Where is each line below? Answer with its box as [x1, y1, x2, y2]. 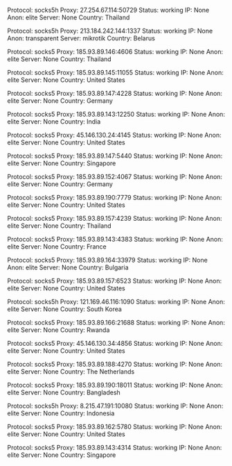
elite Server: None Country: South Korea [7, 305, 123, 313]
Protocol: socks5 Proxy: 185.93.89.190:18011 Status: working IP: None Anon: [7, 381, 223, 389]
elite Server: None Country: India [7, 117, 101, 126]
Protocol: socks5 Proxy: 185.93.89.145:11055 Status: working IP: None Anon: [7, 69, 224, 76]
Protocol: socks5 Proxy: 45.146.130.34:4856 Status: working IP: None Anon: [7, 340, 223, 347]
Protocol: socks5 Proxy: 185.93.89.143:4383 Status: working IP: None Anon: [7, 235, 224, 243]
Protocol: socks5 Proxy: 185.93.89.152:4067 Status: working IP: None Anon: [7, 173, 223, 181]
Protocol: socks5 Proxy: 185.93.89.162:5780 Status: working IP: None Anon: [7, 423, 223, 431]
